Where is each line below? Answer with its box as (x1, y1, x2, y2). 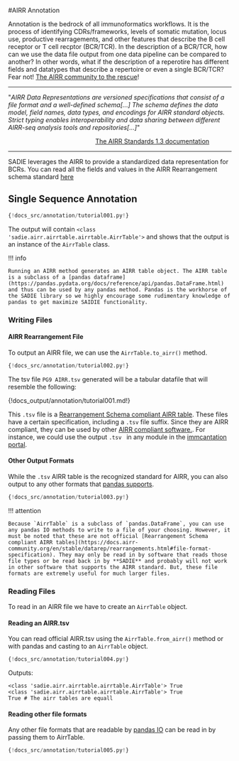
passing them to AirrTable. (8, 733, 85, 742)
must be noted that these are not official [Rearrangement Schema (8, 532, 209, 539)
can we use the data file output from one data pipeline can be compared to (8, 50, 227, 58)
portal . (8, 440, 28, 448)
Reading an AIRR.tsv (8, 618, 70, 627)
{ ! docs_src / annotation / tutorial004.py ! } (8, 656, 130, 663)
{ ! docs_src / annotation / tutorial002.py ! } (8, 362, 130, 369)
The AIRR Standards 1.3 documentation (95, 137, 210, 145)
